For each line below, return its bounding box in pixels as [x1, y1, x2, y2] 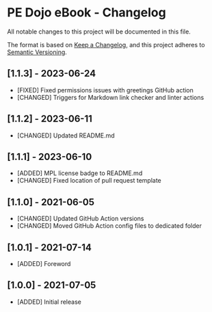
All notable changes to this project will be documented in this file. [7, 27, 191, 36]
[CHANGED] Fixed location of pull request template [16, 177, 162, 185]
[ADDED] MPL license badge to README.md [16, 169, 143, 177]
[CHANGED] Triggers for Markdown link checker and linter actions [16, 93, 204, 101]
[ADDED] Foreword [16, 260, 71, 268]
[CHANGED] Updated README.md [16, 131, 115, 140]
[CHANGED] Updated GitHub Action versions [16, 214, 144, 223]
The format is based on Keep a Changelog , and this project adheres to [7, 40, 205, 49]
